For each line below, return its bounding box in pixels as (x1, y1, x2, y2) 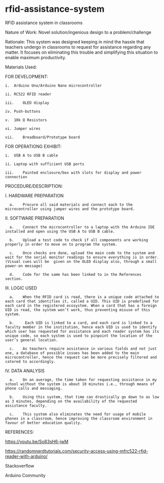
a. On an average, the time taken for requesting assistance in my (9, 377, 157, 382)
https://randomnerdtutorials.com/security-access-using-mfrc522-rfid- (5, 448, 148, 454)
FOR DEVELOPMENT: (5, 73, 48, 79)
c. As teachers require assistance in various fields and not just (9, 346, 157, 351)
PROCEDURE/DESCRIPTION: (5, 183, 63, 189)
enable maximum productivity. (5, 54, 66, 60)
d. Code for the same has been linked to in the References (9, 272, 141, 277)
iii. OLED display (5, 100, 50, 105)
